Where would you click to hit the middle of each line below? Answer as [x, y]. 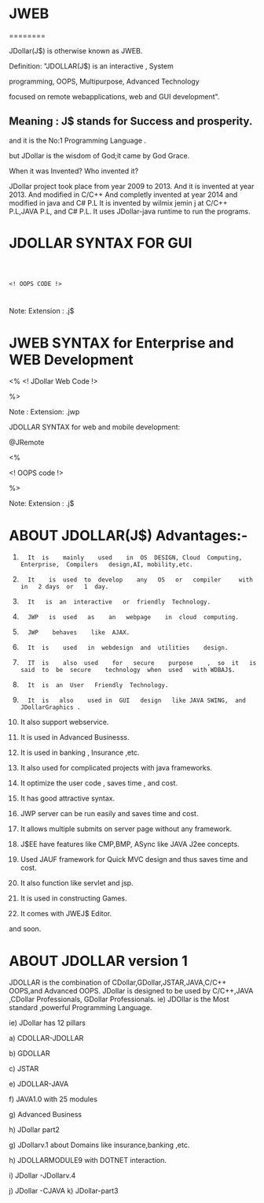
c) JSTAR [24, 1069]
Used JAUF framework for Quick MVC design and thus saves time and [134, 860]
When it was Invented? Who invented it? [74, 171]
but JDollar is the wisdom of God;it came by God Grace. [99, 155]
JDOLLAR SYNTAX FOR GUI [101, 243]
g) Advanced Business [45, 1115]
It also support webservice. [64, 722]
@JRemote [27, 443]
